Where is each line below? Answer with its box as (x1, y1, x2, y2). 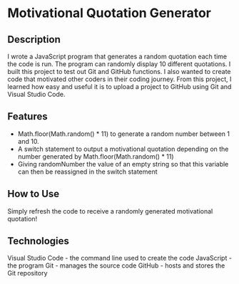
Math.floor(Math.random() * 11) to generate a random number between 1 (17, 130, 230, 138)
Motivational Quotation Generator (7, 5, 212, 21)
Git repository (7, 269, 48, 278)
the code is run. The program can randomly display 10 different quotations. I (7, 60, 231, 68)
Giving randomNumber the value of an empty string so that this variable (17, 159, 229, 168)
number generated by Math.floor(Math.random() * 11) (17, 152, 174, 161)
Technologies (7, 235, 70, 247)
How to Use (7, 188, 60, 200)
